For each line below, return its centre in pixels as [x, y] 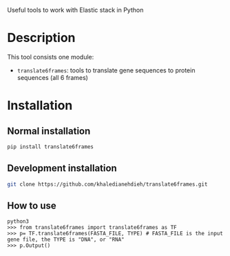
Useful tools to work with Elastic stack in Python [75, 10]
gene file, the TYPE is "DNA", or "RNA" [66, 240]
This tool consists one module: [51, 57]
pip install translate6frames [51, 147]
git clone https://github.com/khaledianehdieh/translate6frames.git [107, 184]
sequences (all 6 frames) [52, 77]
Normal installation [49, 131]
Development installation [62, 168]
